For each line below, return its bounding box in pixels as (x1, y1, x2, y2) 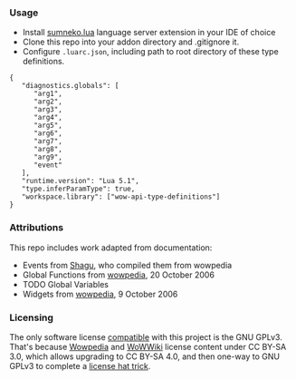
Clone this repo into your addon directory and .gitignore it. (22, 36, 240, 47)
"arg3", (33, 105, 63, 114)
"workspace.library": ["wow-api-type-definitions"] (21, 192, 221, 201)
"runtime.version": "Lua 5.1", (21, 177, 140, 186)
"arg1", (33, 89, 63, 99)
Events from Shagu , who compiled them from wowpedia (22, 259, 233, 270)
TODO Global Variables (22, 278, 109, 289)
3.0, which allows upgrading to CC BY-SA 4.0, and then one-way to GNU (9, 351, 281, 362)
